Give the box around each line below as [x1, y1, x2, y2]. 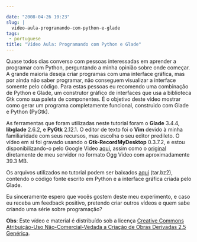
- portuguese [8, 36, 41, 42]
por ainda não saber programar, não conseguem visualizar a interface [6, 77, 176, 84]
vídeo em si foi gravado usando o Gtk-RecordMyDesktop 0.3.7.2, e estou [6, 139, 185, 145]
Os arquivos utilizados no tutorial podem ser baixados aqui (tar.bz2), [6, 169, 173, 176]
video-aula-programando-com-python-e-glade [11, 25, 120, 31]
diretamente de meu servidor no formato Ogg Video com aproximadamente [6, 151, 190, 158]
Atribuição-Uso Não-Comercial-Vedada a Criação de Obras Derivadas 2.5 [6, 224, 186, 230]
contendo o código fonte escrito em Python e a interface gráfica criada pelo [6, 176, 192, 182]
